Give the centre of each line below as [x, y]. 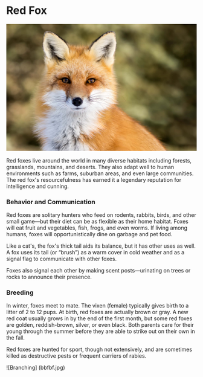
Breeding [20, 292]
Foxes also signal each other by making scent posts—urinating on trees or [98, 270]
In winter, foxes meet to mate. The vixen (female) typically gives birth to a [98, 306]
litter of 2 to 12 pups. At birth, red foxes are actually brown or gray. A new [97, 312]
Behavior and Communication [51, 202]
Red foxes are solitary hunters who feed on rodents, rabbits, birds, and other [101, 214]
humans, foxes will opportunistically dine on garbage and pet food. [89, 234]
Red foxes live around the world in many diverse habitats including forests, [99, 160]
